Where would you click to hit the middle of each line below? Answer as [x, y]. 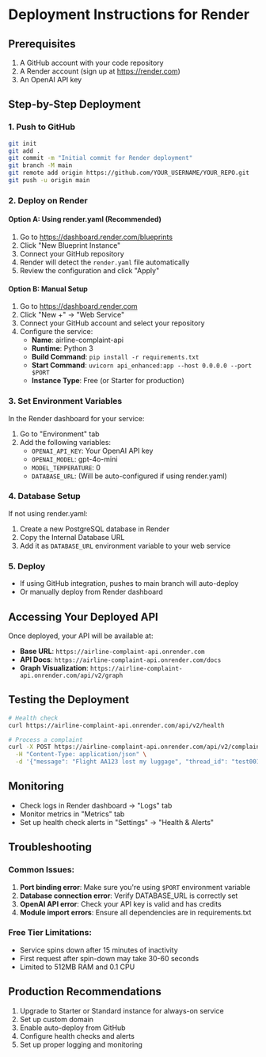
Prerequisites [42, 44]
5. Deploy [27, 566]
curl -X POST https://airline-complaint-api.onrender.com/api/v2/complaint [136, 747]
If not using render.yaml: [48, 513]
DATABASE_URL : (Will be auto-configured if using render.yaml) [129, 476]
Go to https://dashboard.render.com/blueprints [96, 237]
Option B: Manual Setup [48, 289]
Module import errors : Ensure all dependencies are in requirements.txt [135, 912]
